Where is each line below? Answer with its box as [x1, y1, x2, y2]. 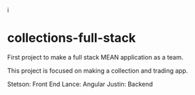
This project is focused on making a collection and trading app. [7, 66, 188, 75]
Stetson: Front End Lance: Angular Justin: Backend [7, 80, 153, 88]
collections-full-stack [7, 31, 136, 46]
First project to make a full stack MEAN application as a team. [7, 53, 184, 61]
